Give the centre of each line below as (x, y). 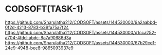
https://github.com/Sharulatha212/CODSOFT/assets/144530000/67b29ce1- (81, 42)
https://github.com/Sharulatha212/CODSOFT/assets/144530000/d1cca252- (81, 32)
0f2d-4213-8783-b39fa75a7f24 (37, 27)
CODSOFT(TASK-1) (44, 9)
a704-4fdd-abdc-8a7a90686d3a (38, 38)
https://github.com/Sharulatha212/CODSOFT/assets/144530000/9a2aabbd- (81, 22)
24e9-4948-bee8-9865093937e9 (39, 48)
